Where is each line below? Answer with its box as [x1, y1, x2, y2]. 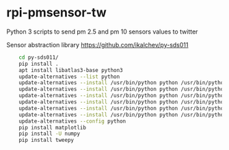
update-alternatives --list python [18, 73, 120, 80]
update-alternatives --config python [18, 118, 126, 125]
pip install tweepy [18, 137, 75, 144]
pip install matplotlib [18, 124, 87, 131]
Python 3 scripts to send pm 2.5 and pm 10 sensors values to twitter [6, 27, 198, 36]
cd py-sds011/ [18, 53, 59, 61]
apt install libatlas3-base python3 [18, 66, 124, 73]
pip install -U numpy [18, 130, 80, 138]
